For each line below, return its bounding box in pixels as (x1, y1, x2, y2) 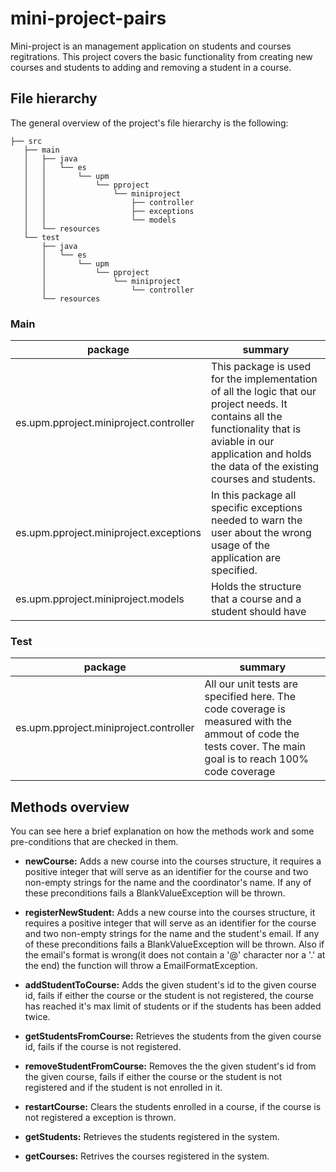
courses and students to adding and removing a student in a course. (10, 61, 292, 73)
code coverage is (204, 702, 286, 716)
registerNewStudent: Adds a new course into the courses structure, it (24, 907, 316, 919)
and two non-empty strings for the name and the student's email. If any (24, 928, 320, 940)
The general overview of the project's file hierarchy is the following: (10, 117, 289, 129)
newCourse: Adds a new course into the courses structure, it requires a (24, 855, 322, 867)
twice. (24, 1011, 51, 1023)
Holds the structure (210, 580, 302, 594)
